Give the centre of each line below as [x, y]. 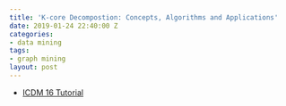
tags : [19, 51]
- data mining [36, 42]
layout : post [34, 68]
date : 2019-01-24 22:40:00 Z [64, 26]
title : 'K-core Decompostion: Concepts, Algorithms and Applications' [144, 17]
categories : [31, 34]
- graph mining [38, 59]
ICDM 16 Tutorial [52, 92]
